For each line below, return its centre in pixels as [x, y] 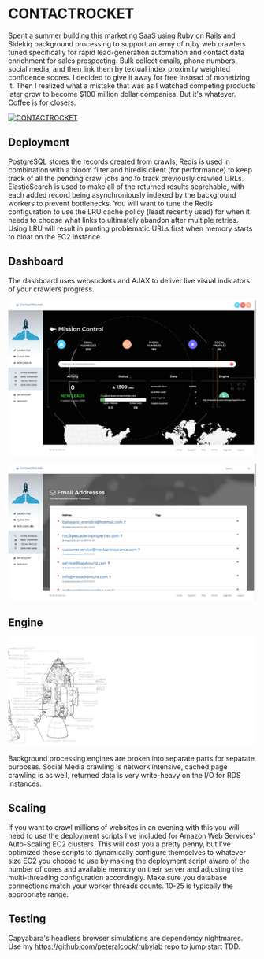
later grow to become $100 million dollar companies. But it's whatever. [122, 94]
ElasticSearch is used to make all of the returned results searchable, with [126, 187]
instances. [25, 783]
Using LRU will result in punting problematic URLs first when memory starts [130, 228]
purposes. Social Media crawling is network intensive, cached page [118, 766]
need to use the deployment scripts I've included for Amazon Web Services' [132, 835]
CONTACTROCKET [71, 14]
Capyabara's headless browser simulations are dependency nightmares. [126, 938]
